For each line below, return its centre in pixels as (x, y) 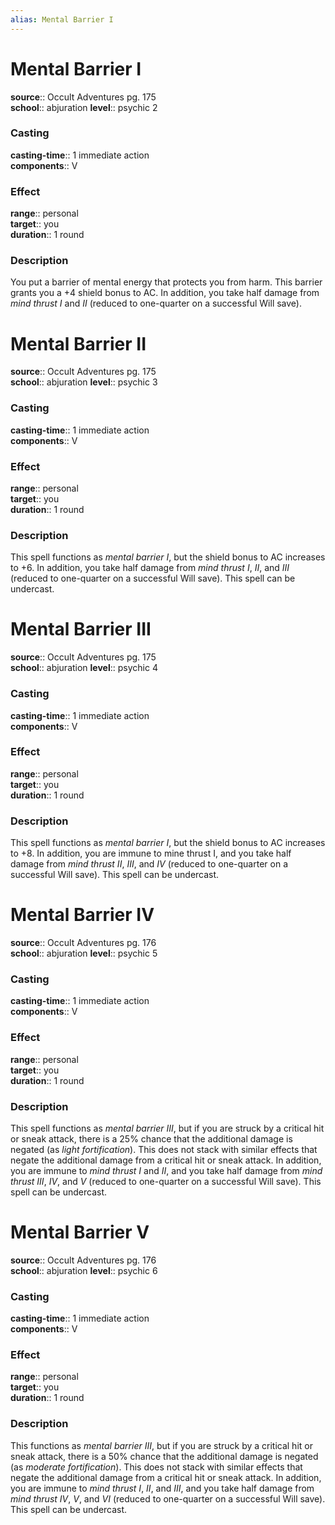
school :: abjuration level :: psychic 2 (84, 107)
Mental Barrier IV (82, 915)
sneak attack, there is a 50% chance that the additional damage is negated (164, 1456)
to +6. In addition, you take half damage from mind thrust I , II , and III (150, 568)
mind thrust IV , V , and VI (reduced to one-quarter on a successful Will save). (168, 1498)
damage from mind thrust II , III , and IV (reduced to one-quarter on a (149, 864)
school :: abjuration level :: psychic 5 (84, 953)
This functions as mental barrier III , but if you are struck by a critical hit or (161, 1445)
